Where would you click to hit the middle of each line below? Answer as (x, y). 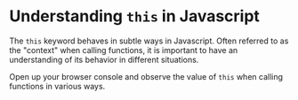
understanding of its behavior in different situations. (104, 59)
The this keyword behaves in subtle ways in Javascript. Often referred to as (149, 41)
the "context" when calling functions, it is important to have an (124, 50)
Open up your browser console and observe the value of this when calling (146, 76)
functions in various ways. (57, 86)
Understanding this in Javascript (135, 16)
